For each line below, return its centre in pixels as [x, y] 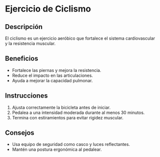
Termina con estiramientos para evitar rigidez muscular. [68, 117]
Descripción [24, 27]
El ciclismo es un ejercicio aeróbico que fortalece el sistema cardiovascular [80, 38]
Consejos [20, 133]
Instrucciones [26, 96]
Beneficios [22, 59]
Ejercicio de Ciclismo [48, 9]
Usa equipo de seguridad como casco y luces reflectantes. [71, 144]
